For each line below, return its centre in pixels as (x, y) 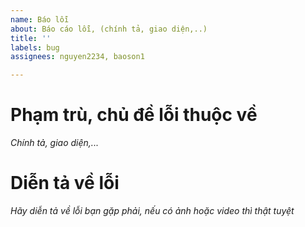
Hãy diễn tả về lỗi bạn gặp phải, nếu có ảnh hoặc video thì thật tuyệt (152, 210)
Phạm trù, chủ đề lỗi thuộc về (134, 115)
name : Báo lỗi (40, 19)
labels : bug (35, 47)
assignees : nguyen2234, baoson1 (77, 57)
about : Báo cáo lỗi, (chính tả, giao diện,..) (109, 29)
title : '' (31, 38)
